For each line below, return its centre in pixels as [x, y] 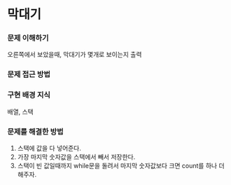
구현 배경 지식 [29, 95]
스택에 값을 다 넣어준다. [49, 148]
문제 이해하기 [28, 38]
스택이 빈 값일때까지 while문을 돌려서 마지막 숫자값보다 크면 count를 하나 [117, 166]
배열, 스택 [20, 111]
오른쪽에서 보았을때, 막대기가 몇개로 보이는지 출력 [75, 55]
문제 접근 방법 [29, 74]
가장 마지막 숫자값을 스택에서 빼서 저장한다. [76, 157]
